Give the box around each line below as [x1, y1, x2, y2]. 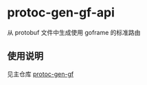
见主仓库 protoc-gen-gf [7, 70, 74, 78]
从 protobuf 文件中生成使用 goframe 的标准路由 [7, 28, 141, 36]
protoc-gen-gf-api [7, 5, 115, 21]
